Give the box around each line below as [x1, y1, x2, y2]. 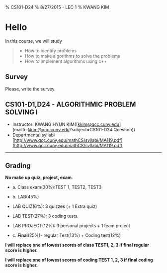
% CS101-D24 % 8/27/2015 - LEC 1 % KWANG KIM [5, 4, 109, 10]
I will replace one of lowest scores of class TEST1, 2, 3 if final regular [5, 242, 149, 248]
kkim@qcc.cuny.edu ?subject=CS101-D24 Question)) [27, 126, 136, 132]
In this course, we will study [5, 38, 62, 44]
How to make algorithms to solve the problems [24, 53, 120, 59]
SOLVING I [5, 108, 38, 116]
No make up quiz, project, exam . [5, 175, 73, 181]
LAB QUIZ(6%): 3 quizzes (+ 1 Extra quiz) [12, 203, 97, 209]
